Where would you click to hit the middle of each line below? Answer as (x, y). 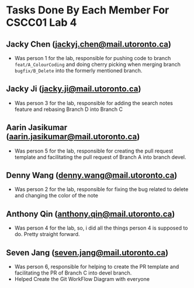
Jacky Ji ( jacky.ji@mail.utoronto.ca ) (74, 89)
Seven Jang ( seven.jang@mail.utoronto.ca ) (87, 253)
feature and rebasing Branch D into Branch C (68, 109)
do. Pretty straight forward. (47, 234)
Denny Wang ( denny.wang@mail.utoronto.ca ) (92, 176)
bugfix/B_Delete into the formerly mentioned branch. (78, 70)
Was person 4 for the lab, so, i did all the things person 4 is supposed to (101, 228)
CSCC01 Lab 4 (41, 22)
